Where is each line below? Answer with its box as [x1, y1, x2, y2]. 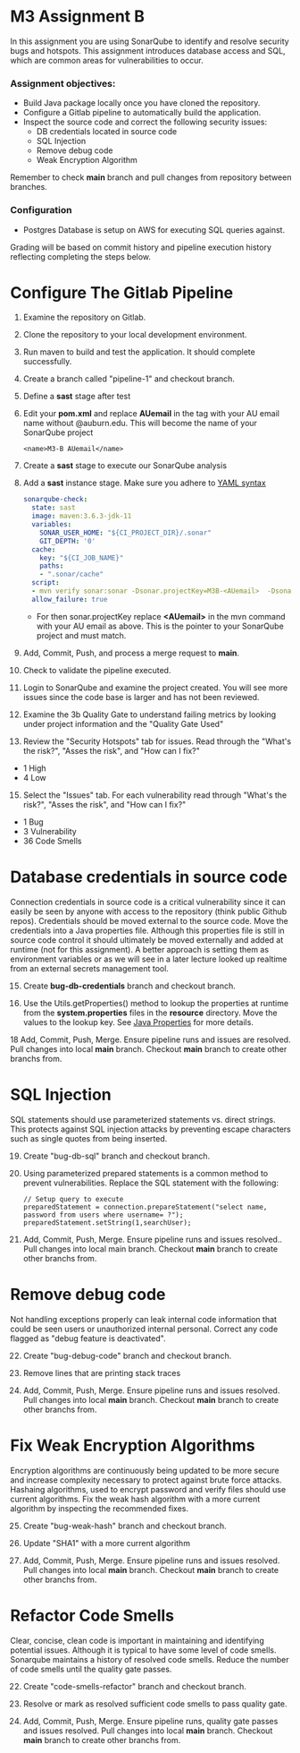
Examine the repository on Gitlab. [22, 312, 146, 323]
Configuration [10, 204, 72, 217]
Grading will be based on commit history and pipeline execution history [10, 242, 271, 252]
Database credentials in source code [10, 867, 288, 887]
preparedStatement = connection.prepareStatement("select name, [22, 1202, 268, 1211]
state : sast [31, 503, 76, 512]
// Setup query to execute [22, 1194, 124, 1203]
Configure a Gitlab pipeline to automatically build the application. [22, 107, 262, 118]
